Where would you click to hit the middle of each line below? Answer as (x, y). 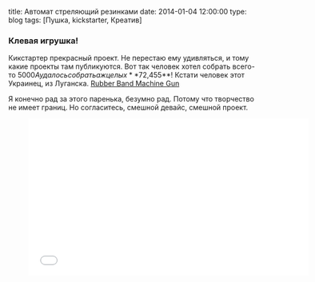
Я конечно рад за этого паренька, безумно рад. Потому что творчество (131, 99)
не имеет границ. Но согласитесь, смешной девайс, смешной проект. (128, 108)
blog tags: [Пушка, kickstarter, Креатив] (75, 20)
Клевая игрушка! (43, 41)
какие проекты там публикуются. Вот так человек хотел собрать (120, 66)
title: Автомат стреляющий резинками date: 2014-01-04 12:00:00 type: (128, 12)
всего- (244, 66)
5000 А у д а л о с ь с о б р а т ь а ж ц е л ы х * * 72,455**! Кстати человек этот (131, 75)
